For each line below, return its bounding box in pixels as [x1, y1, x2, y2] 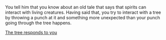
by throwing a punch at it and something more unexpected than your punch [5, 15, 161, 20]
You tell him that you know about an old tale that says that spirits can [5, 4, 147, 10]
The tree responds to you [5, 30, 57, 35]
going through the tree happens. [5, 20, 72, 26]
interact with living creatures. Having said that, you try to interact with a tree [5, 9, 161, 15]
